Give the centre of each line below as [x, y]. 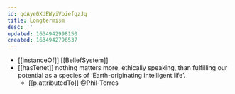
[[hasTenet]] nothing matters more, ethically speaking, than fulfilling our [122, 68]
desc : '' [20, 27]
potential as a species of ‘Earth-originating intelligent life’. [102, 76]
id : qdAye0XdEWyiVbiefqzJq [47, 14]
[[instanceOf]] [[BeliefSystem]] [63, 60]
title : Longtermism [36, 20]
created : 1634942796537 [43, 40]
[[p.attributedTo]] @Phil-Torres [73, 83]
